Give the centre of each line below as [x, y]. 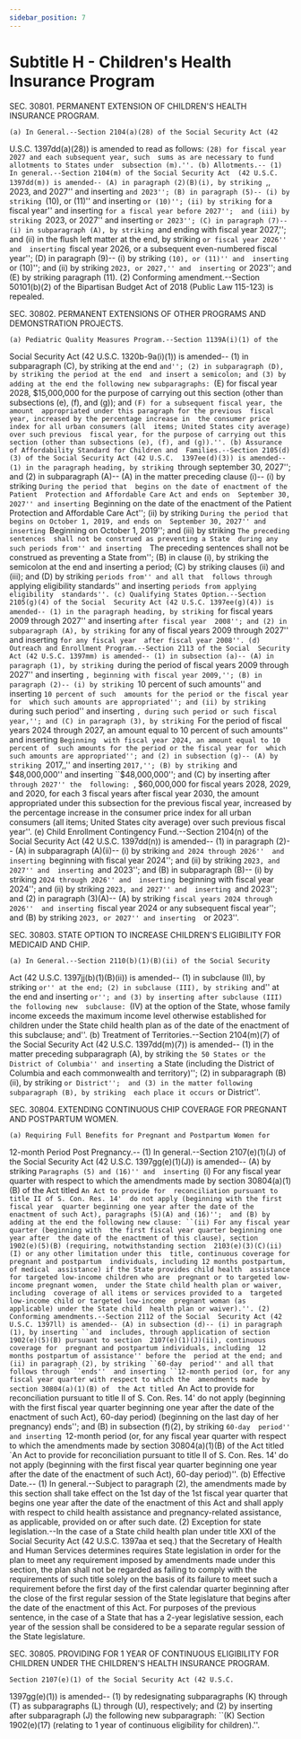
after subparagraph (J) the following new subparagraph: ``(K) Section [138, 1715]
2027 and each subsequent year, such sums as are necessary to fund [142, 157]
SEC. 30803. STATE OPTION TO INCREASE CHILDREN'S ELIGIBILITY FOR [145, 935]
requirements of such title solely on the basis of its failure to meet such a [143, 1579]
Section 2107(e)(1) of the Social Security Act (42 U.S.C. [122, 1680]
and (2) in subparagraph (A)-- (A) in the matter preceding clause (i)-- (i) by [147, 476]
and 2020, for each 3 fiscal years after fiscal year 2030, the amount [134, 793]
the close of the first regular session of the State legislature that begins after [150, 1598]
